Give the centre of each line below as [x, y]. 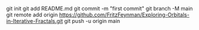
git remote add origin [32, 15]
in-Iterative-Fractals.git [34, 21]
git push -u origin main [92, 21]
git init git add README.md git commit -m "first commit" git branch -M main [99, 9]
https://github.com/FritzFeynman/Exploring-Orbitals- [124, 15]
